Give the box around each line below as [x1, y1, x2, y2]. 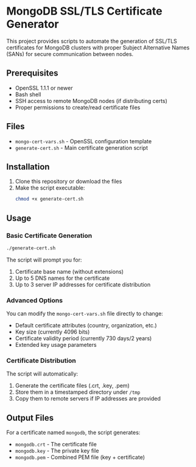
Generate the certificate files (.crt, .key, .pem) [15, 382, 130, 390]
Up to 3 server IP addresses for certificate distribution [15, 280, 151, 288]
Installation [6, 162, 50, 172]
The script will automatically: [6, 370, 79, 377]
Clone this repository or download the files [15, 178, 122, 185]
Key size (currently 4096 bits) [15, 328, 90, 336]
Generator [6, 17, 59, 31]
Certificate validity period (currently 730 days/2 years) [15, 335, 152, 342]
